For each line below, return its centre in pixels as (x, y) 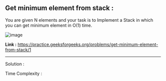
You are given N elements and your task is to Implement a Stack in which (79, 20)
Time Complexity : (24, 73)
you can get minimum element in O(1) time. (49, 25)
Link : (11, 44)
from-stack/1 (18, 49)
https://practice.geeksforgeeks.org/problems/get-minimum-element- (88, 44)
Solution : (15, 64)
